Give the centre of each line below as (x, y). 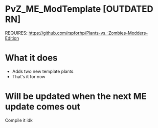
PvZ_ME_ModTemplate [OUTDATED (79, 9)
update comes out (43, 107)
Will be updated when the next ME (76, 96)
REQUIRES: (16, 33)
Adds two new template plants (43, 71)
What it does (31, 58)
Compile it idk (19, 120)
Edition (12, 38)
